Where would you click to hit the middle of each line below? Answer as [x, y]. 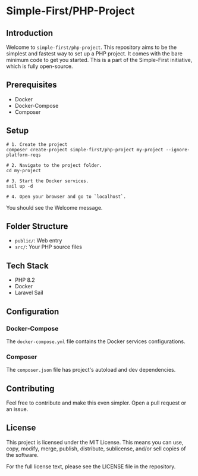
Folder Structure [37, 227]
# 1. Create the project [37, 144]
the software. [22, 455]
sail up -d [20, 186]
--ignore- [178, 150]
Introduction [30, 33]
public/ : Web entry [38, 241]
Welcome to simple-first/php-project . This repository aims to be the [92, 47]
